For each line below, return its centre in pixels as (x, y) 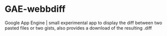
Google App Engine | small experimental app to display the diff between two (83, 23)
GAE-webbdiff (35, 9)
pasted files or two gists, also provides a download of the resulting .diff (78, 28)
